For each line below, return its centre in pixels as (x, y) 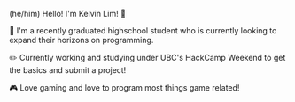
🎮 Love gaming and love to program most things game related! (124, 87)
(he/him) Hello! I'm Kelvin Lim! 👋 (68, 14)
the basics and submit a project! (68, 70)
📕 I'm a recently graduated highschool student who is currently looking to (143, 30)
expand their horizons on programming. (82, 40)
